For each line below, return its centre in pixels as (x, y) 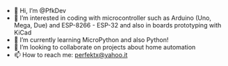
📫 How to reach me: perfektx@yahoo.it (71, 55)
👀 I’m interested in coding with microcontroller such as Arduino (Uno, (113, 18)
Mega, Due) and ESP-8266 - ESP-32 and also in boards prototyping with (117, 25)
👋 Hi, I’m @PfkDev (40, 11)
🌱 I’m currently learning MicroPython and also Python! (91, 40)
